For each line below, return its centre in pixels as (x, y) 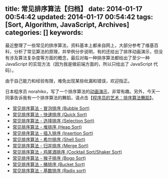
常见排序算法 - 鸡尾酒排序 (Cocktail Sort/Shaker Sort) (67, 152)
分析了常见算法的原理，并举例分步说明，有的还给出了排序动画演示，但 (86, 51)
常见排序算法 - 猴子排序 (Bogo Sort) (49, 158)
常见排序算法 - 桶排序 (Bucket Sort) (49, 164)
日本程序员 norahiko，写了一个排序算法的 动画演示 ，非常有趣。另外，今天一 (83, 91)
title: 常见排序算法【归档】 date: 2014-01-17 (74, 9)
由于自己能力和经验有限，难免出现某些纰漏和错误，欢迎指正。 (69, 81)
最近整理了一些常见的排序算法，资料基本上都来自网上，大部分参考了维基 (79, 45)
